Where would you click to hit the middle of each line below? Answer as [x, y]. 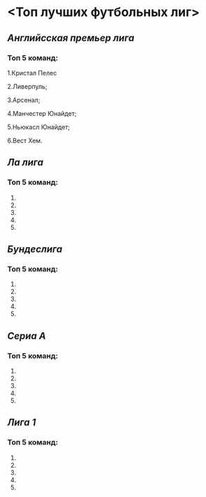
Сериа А [27, 336]
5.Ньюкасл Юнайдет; [39, 127]
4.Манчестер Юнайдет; [42, 113]
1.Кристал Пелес [32, 73]
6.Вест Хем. [25, 140]
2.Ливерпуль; [27, 86]
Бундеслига [35, 249]
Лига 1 [22, 423]
